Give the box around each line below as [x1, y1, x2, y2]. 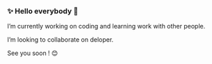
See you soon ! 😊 [7, 49, 58, 58]
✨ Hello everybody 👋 [7, 6, 79, 16]
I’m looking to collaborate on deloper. [7, 35, 114, 44]
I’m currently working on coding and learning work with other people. [7, 22, 206, 31]
